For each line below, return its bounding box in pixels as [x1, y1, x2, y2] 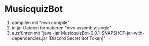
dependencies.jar [11, 35, 48, 41]
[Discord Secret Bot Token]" [48, 35, 106, 41]
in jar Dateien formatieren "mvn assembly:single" [11, 24, 112, 30]
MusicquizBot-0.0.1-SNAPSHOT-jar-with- [61, 30, 145, 36]
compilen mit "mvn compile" [11, 20, 70, 25]
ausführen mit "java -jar [11, 30, 60, 36]
